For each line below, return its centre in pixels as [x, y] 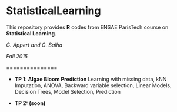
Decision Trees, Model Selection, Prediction [67, 91]
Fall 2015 [17, 56]
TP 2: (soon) [30, 103]
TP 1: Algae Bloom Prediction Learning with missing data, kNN [91, 79]
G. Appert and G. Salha [34, 45]
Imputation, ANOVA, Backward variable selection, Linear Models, [93, 85]
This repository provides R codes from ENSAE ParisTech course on [87, 27]
